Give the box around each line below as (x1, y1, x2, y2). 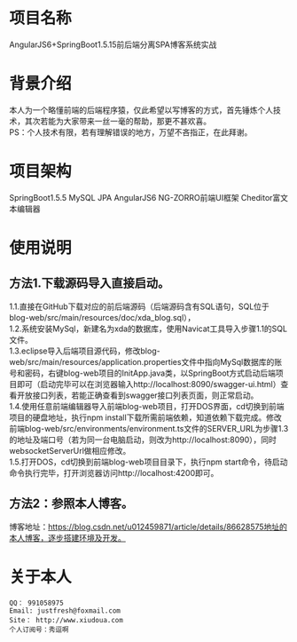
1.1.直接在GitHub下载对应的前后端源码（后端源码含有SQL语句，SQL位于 (9, 301, 270, 312)
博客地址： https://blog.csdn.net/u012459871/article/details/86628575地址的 (9, 521, 288, 532)
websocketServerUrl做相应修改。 (9, 445, 131, 456)
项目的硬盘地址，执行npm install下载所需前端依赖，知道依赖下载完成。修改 (9, 412, 282, 423)
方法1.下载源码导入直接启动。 (9, 276, 170, 291)
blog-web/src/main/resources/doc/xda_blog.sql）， (9, 312, 196, 322)
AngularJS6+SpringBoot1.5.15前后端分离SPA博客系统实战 (9, 39, 217, 50)
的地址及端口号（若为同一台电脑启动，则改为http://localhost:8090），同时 (9, 434, 277, 445)
